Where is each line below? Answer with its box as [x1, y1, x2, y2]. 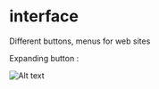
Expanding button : [9, 53, 79, 63]
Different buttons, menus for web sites [9, 36, 151, 46]
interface [9, 6, 79, 27]
